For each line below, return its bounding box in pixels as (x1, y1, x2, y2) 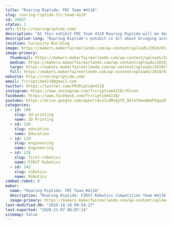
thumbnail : (10, 55, 33, 60)
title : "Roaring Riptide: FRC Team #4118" (5, 7, 97, 13)
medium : (10, 60, 27, 65)
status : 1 (5, 21, 27, 27)
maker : (5, 184, 19, 189)
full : (10, 70, 22, 75)
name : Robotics (14, 174, 47, 179)
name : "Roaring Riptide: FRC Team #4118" (10, 188, 100, 193)
